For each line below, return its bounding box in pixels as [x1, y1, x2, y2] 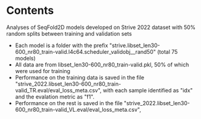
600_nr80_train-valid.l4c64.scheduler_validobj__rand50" [15, 48, 156, 55]
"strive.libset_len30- [109, 42, 160, 49]
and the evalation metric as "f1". [15, 93, 95, 100]
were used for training [15, 67, 71, 74]
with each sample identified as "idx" [102, 86, 193, 94]
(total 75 [157, 48, 178, 55]
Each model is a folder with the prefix [15, 42, 108, 49]
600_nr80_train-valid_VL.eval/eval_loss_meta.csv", [15, 106, 141, 113]
